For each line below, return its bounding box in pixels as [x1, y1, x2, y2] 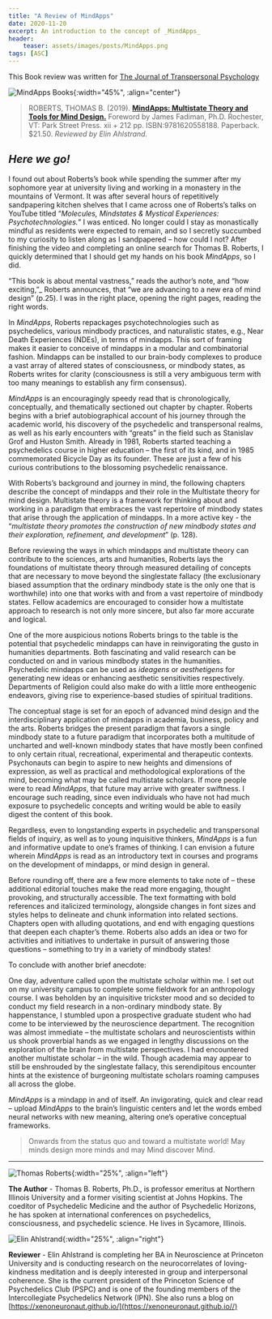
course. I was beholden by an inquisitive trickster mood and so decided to [8, 992, 255, 1002]
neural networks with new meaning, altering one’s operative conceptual [8, 1111, 247, 1121]
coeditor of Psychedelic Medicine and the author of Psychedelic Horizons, [8, 1201, 257, 1210]
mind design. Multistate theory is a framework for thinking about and [8, 495, 237, 505]
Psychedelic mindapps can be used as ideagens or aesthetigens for [8, 664, 236, 674]
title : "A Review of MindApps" [8, 11, 114, 20]
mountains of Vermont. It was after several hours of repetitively [8, 191, 219, 201]
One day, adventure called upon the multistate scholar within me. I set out [8, 975, 254, 985]
